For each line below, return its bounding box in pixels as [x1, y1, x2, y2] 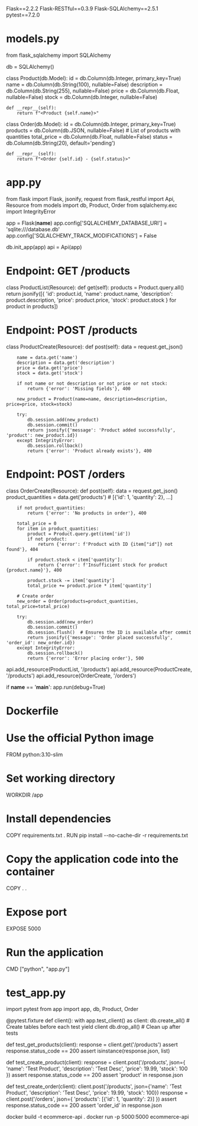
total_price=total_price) [6, 603, 70, 609]
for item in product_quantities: [17, 526, 99, 532]
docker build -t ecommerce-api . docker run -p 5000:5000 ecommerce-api [6, 1114, 189, 1121]
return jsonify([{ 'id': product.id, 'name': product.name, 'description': [6, 290, 173, 297]
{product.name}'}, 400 [6, 567, 62, 573]
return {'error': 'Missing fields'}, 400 [27, 385, 131, 392]
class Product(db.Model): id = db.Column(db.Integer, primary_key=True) [6, 74, 181, 82]
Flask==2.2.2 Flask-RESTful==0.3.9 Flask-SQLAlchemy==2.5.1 [6, 5, 158, 12]
